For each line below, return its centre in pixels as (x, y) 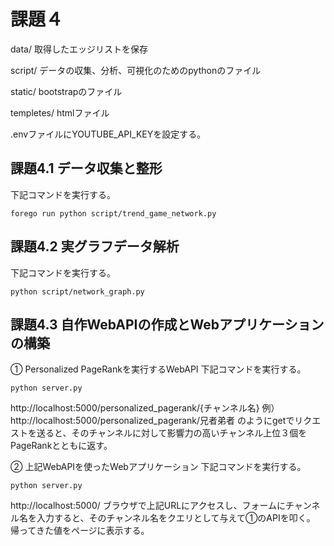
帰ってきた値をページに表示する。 (80, 531)
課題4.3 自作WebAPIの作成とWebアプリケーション (167, 324)
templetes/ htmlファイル (60, 112)
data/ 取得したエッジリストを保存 (79, 49)
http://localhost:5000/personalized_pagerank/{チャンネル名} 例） (145, 408)
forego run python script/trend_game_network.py (113, 213)
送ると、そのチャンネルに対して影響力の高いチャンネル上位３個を (172, 433)
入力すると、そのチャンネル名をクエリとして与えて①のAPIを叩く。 (176, 518)
